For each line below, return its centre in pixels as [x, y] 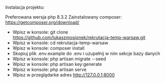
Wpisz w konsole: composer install [48, 48]
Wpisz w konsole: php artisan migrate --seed [59, 59]
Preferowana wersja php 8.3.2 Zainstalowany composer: [64, 17]
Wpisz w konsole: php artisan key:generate [57, 64]
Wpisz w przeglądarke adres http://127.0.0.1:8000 [63, 75]
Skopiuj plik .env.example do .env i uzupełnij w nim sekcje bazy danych [86, 53]
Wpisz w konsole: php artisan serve [49, 69]
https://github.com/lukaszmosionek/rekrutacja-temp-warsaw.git [79, 37]
